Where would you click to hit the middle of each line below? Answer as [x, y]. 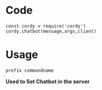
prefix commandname [30, 70]
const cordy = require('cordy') [46, 26]
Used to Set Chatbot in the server [48, 81]
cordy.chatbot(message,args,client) [51, 31]
